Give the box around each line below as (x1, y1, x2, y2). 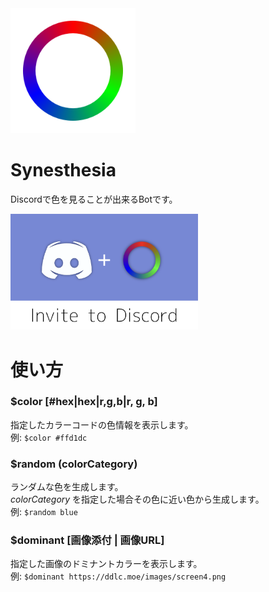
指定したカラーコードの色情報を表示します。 (10, 418, 194, 431)
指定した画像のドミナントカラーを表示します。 (10, 558, 203, 570)
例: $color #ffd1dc (10, 431, 88, 443)
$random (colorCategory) (10, 457, 138, 471)
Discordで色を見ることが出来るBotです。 (10, 193, 178, 205)
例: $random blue (10, 506, 78, 518)
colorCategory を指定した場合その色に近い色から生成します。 (10, 493, 265, 506)
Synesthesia (10, 159, 117, 182)
